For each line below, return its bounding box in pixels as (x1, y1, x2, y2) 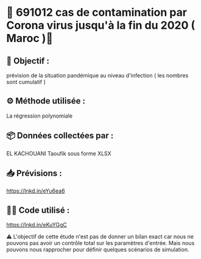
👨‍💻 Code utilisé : (6, 205, 70, 215)
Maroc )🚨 (6, 32, 54, 45)
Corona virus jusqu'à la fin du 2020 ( (6, 18, 196, 32)
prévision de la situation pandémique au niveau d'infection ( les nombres (6, 72, 189, 79)
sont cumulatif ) (6, 79, 46, 85)
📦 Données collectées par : (6, 130, 114, 141)
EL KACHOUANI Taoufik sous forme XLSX (6, 149, 111, 157)
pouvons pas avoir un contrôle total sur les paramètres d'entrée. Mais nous (6, 239, 195, 247)
